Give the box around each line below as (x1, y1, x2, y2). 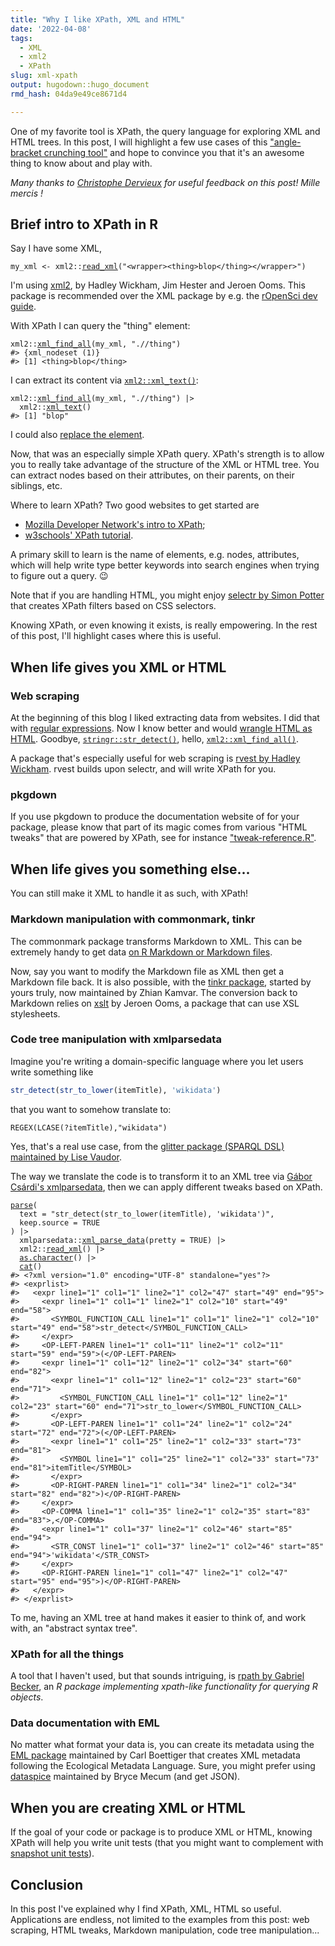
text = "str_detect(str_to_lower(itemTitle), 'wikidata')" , (19, 1209, 275, 1219)
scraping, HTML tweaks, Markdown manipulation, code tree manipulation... (10, 1924, 320, 1936)
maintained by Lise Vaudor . (10, 1151, 123, 1163)
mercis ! (10, 187, 44, 199)
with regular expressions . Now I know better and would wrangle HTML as (10, 722, 313, 735)
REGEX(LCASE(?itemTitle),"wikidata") (10, 1122, 168, 1133)
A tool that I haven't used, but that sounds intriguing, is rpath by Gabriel (10, 1670, 305, 1681)
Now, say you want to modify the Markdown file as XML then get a (10, 965, 284, 977)
